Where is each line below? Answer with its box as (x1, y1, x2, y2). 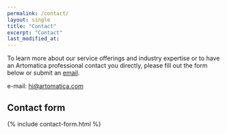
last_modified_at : (7, 36, 60, 42)
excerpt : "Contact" (7, 29, 63, 36)
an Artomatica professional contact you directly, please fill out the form (7, 62, 208, 70)
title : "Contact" (7, 23, 57, 29)
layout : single (7, 16, 51, 23)
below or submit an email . (7, 69, 80, 77)
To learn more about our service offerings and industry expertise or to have (7, 54, 220, 62)
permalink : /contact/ (7, 10, 69, 17)
